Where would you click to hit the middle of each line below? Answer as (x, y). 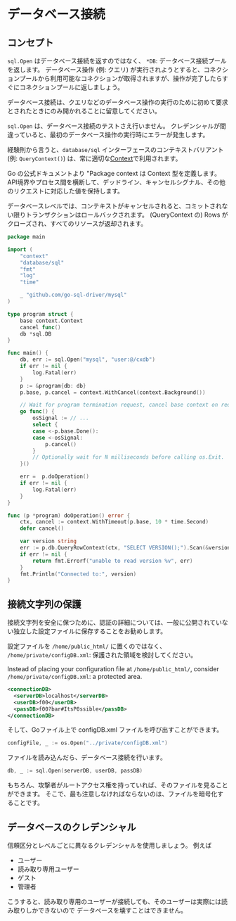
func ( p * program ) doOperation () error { (69, 515)
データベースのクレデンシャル (72, 827)
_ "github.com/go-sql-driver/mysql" (74, 295)
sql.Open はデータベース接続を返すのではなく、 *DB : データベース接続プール (117, 61)
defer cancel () (42, 528)
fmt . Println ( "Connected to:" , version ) (78, 574)
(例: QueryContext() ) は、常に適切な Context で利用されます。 (94, 158)
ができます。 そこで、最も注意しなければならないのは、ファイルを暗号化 (112, 794)
